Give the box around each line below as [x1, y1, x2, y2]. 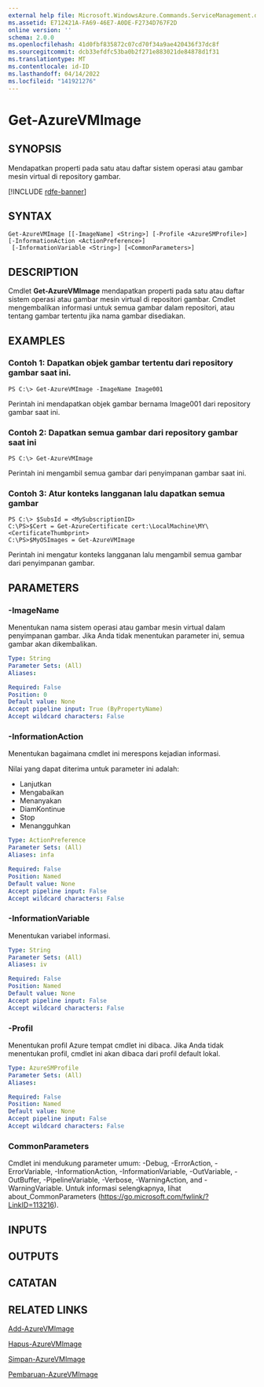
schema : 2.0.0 [8, 33, 55, 42]
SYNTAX [8, 209, 53, 222]
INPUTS [8, 1223, 47, 1236]
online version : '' [8, 26, 72, 34]
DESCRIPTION [8, 265, 79, 279]
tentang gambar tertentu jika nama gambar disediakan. [8, 311, 186, 321]
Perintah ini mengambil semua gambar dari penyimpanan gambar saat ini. [8, 468, 247, 478]
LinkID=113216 [8, 1200, 55, 1210]
